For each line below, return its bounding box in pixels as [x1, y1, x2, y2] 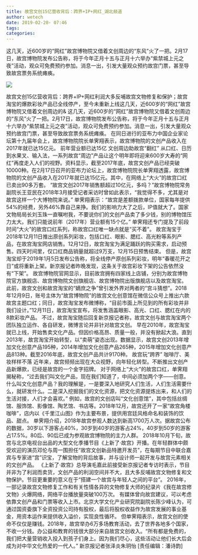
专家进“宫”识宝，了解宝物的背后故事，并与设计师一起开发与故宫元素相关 [16, 454, 192, 461]
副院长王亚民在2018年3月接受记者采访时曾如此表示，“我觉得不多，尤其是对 [6, 189, 189, 196]
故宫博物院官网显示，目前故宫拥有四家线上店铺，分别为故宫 [32, 270, 178, 277]
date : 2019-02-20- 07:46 [6, 19, 67, 25]
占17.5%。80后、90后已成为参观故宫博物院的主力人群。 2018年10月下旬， [6, 432, 186, 439]
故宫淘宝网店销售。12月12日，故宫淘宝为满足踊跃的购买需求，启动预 [21, 240, 187, 247]
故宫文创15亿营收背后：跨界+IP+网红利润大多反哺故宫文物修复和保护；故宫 [6, 93, 188, 100]
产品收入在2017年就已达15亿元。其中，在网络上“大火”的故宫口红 [31, 174, 187, 181]
